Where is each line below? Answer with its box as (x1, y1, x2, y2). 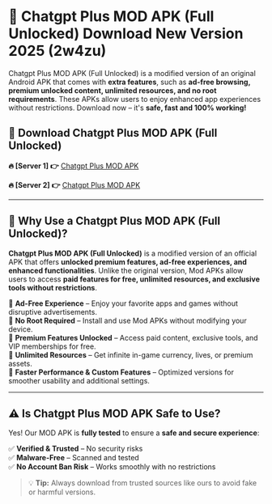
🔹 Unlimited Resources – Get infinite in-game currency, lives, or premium (8, 349, 253, 359)
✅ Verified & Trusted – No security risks (8, 444, 143, 454)
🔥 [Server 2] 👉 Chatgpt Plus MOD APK (8, 180, 141, 189)
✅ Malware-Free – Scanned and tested (8, 453, 139, 463)
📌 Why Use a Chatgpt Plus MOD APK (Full (8, 214, 221, 228)
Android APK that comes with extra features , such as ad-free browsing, (8, 77, 251, 87)
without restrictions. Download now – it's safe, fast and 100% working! (8, 103, 247, 112)
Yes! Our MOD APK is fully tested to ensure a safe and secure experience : (8, 428, 260, 438)
